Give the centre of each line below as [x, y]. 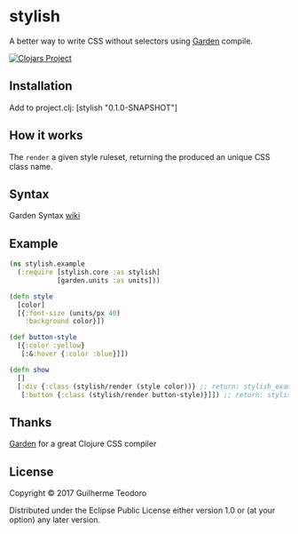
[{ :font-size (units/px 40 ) [69, 313]
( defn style [31, 296]
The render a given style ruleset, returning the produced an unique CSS [140, 156]
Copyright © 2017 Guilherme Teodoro [78, 493]
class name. [31, 166]
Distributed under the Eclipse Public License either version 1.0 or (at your [142, 510]
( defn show [29, 370]
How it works [46, 135]
